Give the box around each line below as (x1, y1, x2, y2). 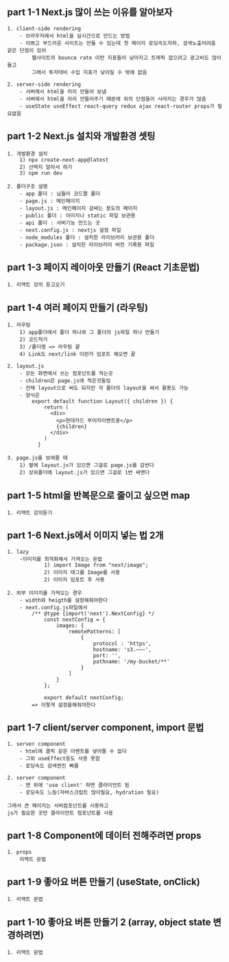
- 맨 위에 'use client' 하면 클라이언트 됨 (19, 782, 130, 788)
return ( (43, 404, 69, 411)
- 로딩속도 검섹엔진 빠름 (19, 762, 79, 769)
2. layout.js (7, 363, 45, 370)
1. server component (7, 740, 67, 747)
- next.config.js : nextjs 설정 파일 (19, 226, 121, 233)
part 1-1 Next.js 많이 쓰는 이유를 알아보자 (7, 6, 173, 19)
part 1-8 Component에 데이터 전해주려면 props (7, 830, 202, 842)
